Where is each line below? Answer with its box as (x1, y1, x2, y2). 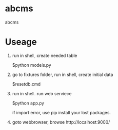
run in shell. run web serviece (12, 90, 72, 96)
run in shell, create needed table (12, 52, 77, 58)
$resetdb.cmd (12, 81, 40, 87)
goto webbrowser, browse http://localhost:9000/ (12, 119, 110, 125)
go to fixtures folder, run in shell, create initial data (12, 72, 113, 78)
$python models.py (12, 62, 51, 68)
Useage (5, 36, 37, 48)
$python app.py (12, 100, 44, 106)
